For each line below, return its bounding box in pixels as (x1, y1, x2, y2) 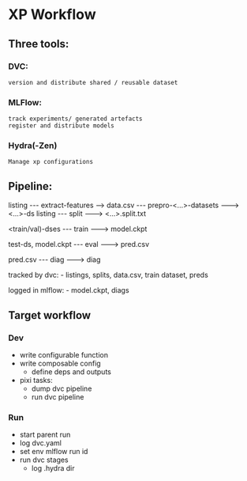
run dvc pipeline (31, 392, 84, 401)
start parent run (19, 430, 71, 440)
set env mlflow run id (19, 447, 88, 456)
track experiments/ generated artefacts (8, 115, 144, 123)
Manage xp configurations (8, 158, 93, 166)
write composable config (19, 358, 101, 368)
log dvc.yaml (19, 438, 62, 448)
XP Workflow (8, 6, 96, 24)
